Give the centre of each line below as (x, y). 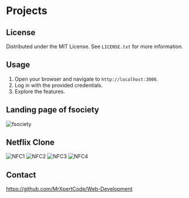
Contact (21, 175)
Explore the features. (40, 91)
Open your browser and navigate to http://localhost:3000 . (86, 79)
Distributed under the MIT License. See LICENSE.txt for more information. (94, 46)
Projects (27, 11)
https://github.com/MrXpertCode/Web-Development (69, 189)
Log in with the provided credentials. (59, 85)
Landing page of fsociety (53, 110)
